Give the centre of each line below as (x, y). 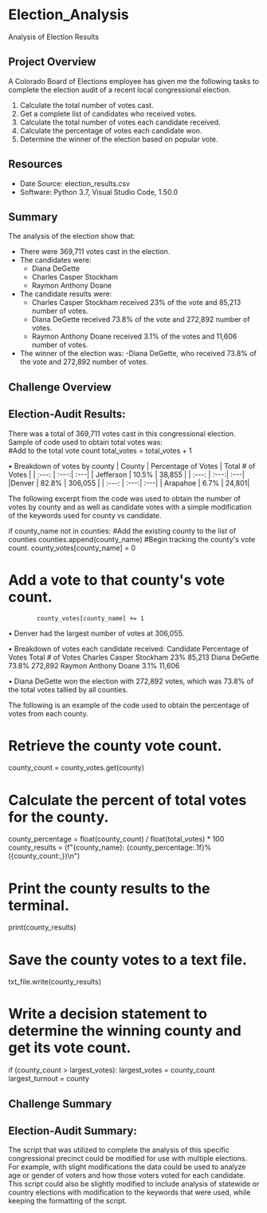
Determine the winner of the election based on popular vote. (119, 139)
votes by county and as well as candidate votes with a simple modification (130, 507)
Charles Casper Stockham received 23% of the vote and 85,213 (136, 303)
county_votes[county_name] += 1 (91, 618)
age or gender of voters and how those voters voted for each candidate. (127, 1175)
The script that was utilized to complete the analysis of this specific (119, 1150)
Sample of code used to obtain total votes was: (86, 442)
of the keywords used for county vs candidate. (85, 515)
